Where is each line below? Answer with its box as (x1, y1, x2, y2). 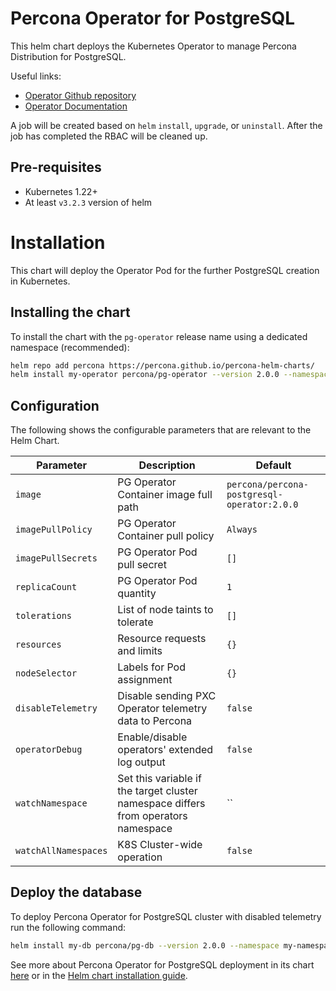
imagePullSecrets (15, 553, 98, 564)
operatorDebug (15, 744, 83, 756)
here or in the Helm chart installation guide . (10, 969, 188, 981)
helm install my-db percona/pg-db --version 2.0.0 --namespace (10, 940, 280, 951)
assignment (117, 673, 173, 687)
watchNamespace (15, 798, 88, 809)
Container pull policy (117, 529, 215, 543)
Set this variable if (117, 772, 202, 786)
